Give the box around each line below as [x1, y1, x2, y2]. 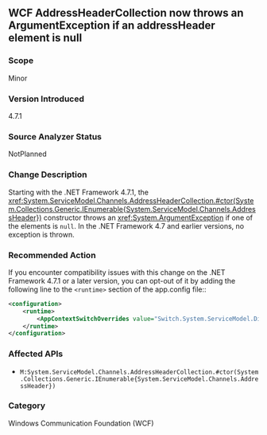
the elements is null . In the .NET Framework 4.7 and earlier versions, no [8, 221, 245, 230]
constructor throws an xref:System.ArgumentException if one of [43, 213, 253, 222]
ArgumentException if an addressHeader [8, 19, 216, 33]
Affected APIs [8, 348, 64, 359]
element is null [8, 31, 83, 45]
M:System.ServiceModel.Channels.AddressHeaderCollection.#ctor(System [19, 368, 259, 376]
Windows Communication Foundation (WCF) [8, 418, 154, 428]
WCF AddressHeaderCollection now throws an [8, 6, 244, 20]
